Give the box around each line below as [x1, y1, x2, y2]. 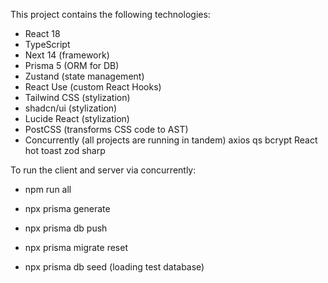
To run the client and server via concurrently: [10, 164, 197, 176]
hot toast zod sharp [24, 145, 106, 156]
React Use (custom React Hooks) [24, 81, 162, 93]
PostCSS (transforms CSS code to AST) [24, 124, 189, 135]
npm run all [24, 184, 72, 195]
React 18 [24, 28, 61, 39]
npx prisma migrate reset [24, 242, 128, 253]
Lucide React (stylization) [24, 113, 130, 124]
